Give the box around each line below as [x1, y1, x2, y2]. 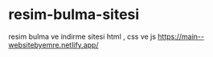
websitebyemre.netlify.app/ [8, 40, 99, 49]
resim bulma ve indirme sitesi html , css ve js [8, 32, 157, 41]
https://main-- [158, 32, 205, 41]
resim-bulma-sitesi [8, 6, 140, 24]
